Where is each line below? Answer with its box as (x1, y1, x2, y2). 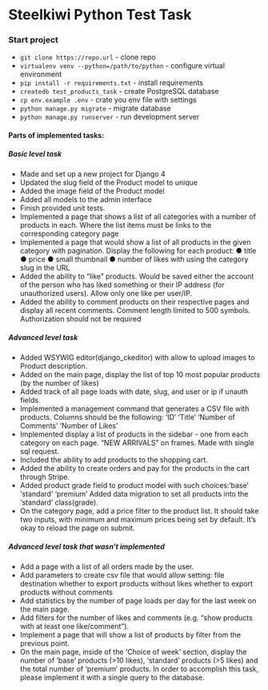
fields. (19, 396, 41, 405)
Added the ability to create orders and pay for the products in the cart (19, 464, 250, 473)
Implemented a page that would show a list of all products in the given (19, 237, 251, 247)
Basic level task (8, 148, 62, 158)
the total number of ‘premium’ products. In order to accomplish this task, (19, 664, 259, 673)
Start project (8, 34, 58, 46)
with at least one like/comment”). (19, 621, 130, 631)
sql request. (19, 447, 60, 457)
